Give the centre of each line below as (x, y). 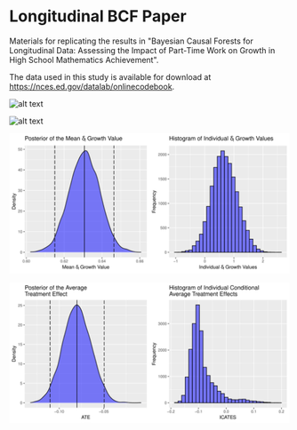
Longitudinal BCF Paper (98, 16)
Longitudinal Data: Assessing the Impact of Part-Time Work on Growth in (142, 50)
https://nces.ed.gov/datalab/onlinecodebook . (92, 86)
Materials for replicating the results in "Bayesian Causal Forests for (131, 41)
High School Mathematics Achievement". (84, 60)
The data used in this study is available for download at (110, 76)
